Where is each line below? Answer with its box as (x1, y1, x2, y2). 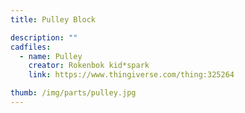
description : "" (10, 32, 78, 43)
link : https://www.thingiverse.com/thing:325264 (28, 70, 235, 80)
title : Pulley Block (10, 14, 97, 25)
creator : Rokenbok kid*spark (28, 61, 150, 71)
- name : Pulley (19, 51, 83, 61)
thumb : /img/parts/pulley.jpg (10, 88, 137, 98)
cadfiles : (10, 42, 52, 52)
